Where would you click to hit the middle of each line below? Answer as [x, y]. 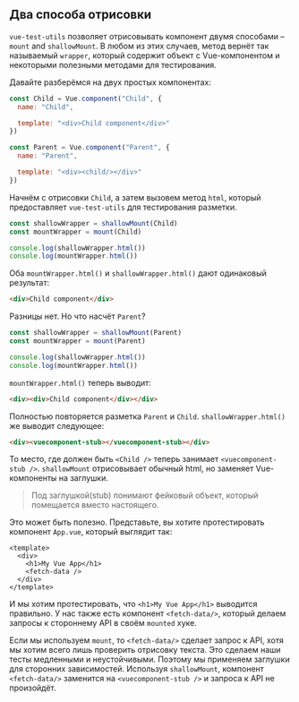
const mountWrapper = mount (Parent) [77, 341]
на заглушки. [84, 478]
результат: [30, 283]
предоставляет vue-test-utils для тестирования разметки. [123, 207]
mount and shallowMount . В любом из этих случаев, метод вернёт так [139, 46]
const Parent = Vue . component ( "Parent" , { [90, 148]
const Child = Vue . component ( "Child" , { [86, 98]
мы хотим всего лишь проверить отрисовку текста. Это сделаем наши [145, 650]
